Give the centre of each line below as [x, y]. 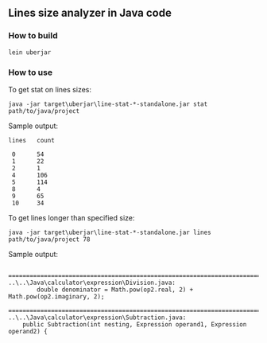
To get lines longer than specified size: [72, 217]
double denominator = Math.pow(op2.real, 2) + [115, 290]
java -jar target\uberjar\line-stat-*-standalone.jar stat [108, 104]
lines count [32, 140]
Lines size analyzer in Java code [90, 13]
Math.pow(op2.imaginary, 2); [56, 296]
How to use [31, 72]
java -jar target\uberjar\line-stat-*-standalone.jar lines [110, 232]
